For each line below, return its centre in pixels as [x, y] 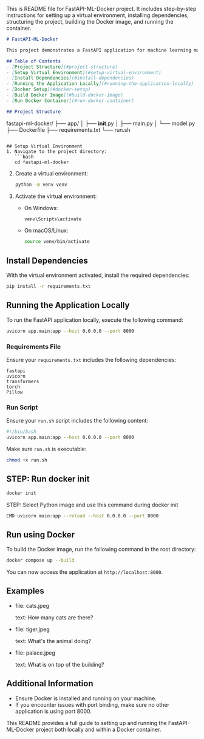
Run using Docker [40, 535]
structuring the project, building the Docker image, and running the [90, 22]
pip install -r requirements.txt [49, 287]
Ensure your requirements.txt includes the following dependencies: [91, 359]
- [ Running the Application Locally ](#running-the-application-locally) [100, 84]
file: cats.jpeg [32, 605]
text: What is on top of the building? [59, 664]
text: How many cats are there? [54, 617]
